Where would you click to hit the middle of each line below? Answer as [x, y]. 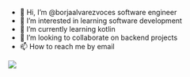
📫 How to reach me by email [67, 46]
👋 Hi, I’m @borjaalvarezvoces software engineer [98, 12]
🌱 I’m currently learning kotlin [68, 29]
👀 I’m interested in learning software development [101, 21]
